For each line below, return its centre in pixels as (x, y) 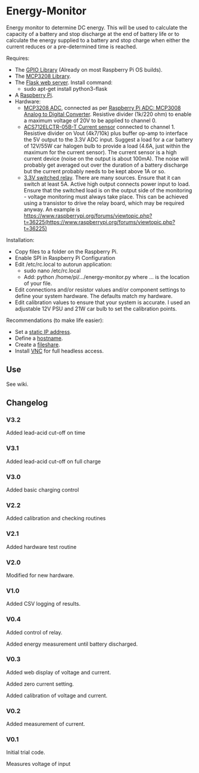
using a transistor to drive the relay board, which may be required (104, 203)
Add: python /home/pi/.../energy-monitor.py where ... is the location (106, 277)
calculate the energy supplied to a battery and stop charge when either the (98, 40)
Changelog (27, 403)
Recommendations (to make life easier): (55, 320)
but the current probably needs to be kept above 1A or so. (94, 171)
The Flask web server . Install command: (64, 82)
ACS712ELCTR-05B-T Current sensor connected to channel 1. (99, 127)
